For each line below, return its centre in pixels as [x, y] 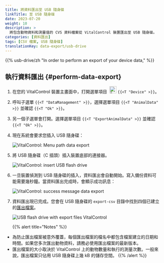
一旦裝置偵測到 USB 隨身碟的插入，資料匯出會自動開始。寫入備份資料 [82, 175]
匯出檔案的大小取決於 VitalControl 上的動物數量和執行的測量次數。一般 [83, 249]
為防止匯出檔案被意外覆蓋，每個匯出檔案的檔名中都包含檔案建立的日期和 [85, 237]
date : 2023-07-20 [23, 19]
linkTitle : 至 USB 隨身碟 [30, 14]
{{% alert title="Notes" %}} [39, 227]
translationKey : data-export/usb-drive [46, 46]
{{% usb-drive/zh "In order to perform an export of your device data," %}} [80, 60]
